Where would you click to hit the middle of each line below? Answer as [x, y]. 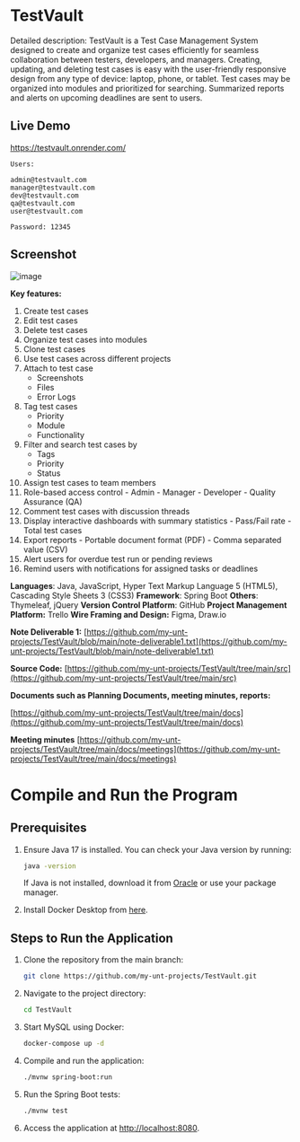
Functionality [60, 435]
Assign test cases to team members [89, 482]
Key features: [36, 294]
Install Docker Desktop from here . [85, 910]
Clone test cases [54, 349]
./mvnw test [45, 1111]
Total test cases [53, 530]
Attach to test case [58, 368]
